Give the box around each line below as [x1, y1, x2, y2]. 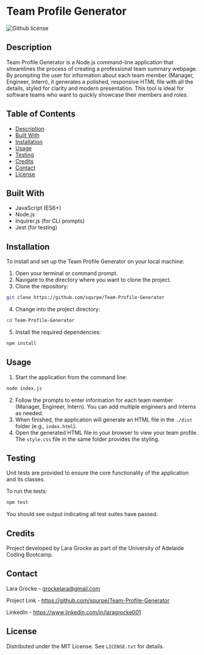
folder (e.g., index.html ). [15, 422, 77, 429]
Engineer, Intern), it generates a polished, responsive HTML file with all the [6, 78, 194, 85]
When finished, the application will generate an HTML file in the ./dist [15, 416, 193, 423]
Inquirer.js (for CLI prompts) [15, 217, 85, 224]
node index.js [6, 385, 43, 391]
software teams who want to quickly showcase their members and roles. [6, 91, 189, 98]
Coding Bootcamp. [6, 551, 54, 558]
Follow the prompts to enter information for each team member [15, 396, 174, 404]
